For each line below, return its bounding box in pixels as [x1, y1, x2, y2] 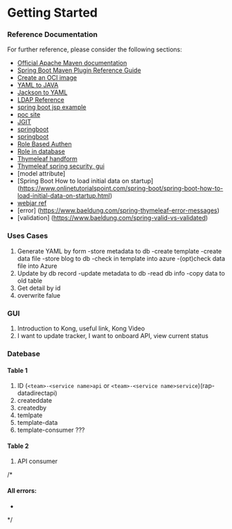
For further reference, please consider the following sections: [7, 45, 182, 53]
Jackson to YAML [17, 88, 68, 96]
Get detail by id [17, 283, 61, 292]
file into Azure [17, 262, 57, 270]
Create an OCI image [17, 74, 78, 82]
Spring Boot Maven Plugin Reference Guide [17, 66, 141, 74]
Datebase [7, 349, 40, 358]
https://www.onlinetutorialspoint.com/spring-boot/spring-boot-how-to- [19, 184, 224, 192]
